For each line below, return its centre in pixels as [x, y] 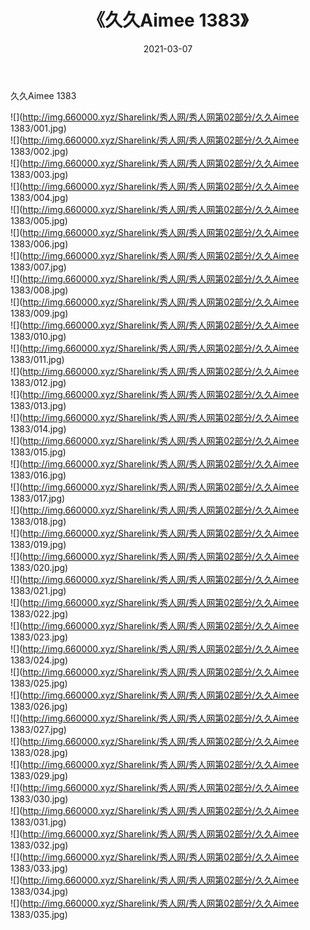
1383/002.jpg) [39, 151]
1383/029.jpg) [39, 775]
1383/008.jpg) [39, 290]
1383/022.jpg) [39, 613]
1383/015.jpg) [38, 452]
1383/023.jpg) [39, 637]
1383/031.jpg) [38, 822]
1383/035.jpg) [39, 914]
